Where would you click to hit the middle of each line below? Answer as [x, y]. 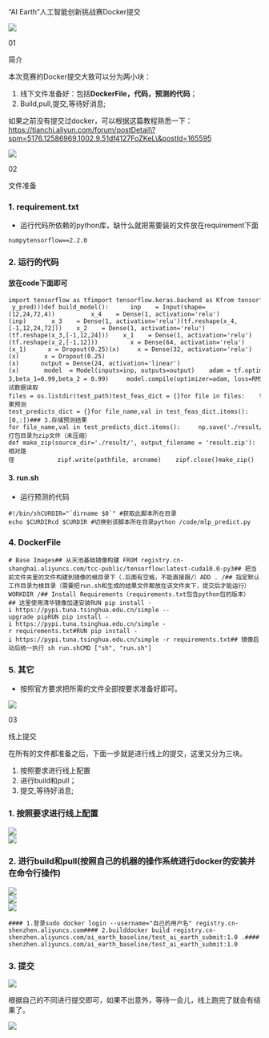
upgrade [21, 617]
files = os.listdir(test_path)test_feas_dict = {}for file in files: [127, 396]
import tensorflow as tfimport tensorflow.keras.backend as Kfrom [121, 300]
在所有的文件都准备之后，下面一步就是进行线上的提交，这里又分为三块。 [127, 754]
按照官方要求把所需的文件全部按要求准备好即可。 [100, 689]
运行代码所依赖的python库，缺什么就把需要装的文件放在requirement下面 [139, 225]
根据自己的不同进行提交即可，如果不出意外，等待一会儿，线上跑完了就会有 [131, 1000]
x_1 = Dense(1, [153, 336]
